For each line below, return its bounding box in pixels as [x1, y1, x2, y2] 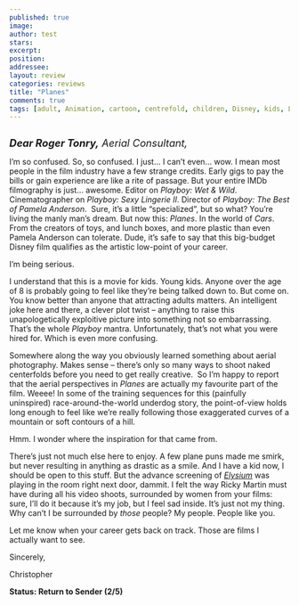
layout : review [9, 71, 66, 80]
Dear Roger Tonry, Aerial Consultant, [9, 136, 189, 150]
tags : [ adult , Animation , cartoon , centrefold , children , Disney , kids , [9, 104, 285, 113]
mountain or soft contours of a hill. [9, 416, 136, 428]
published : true [9, 12, 69, 22]
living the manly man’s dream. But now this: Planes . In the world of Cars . [9, 213, 275, 224]
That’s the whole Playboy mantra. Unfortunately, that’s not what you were [9, 323, 279, 334]
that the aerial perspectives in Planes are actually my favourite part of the [9, 379, 279, 389]
